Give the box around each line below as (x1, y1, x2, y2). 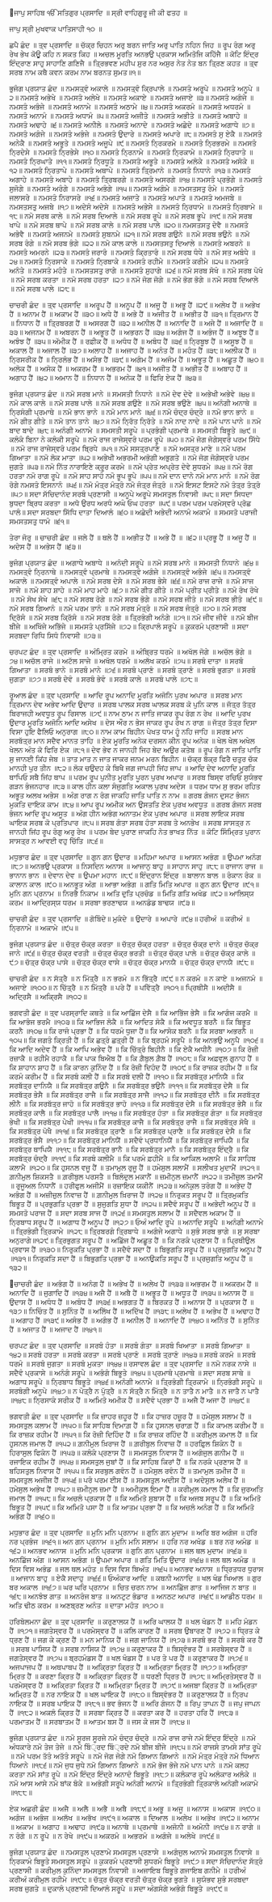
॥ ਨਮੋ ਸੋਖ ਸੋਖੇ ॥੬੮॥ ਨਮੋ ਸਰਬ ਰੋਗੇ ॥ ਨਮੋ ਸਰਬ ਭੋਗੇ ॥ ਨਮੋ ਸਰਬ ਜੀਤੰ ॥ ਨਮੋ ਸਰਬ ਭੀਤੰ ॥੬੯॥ (9, 595, 262, 604)
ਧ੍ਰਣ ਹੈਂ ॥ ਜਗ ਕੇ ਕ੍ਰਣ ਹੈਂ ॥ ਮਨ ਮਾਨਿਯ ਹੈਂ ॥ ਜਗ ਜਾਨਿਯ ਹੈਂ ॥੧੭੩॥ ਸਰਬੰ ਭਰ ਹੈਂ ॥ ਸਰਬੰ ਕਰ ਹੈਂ (9, 1635, 263, 1644)
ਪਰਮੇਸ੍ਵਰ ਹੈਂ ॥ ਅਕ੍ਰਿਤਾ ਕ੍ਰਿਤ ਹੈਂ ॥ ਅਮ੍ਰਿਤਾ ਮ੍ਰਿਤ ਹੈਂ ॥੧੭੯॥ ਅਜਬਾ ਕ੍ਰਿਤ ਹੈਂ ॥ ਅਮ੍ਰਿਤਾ (9, 1680, 257, 1690)
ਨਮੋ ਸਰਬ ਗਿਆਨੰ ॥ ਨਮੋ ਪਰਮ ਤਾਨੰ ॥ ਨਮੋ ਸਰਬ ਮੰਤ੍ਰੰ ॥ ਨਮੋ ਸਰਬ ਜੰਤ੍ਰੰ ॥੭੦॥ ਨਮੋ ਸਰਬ (9, 604, 247, 612)
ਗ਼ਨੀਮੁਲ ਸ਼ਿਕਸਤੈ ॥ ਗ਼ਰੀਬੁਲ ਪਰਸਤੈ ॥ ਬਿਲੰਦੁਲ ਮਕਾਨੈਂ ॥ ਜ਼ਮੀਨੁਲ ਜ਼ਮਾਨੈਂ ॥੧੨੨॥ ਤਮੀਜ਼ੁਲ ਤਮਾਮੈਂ (9, 1171, 263, 1181)
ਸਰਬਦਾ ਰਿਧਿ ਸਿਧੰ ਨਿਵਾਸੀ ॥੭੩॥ (9, 631, 102, 640)
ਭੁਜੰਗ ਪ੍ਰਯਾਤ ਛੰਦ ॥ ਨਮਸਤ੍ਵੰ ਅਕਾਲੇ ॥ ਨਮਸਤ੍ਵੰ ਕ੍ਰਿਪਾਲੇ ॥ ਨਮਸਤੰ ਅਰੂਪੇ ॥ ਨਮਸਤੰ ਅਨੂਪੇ (9, 83, 253, 93)
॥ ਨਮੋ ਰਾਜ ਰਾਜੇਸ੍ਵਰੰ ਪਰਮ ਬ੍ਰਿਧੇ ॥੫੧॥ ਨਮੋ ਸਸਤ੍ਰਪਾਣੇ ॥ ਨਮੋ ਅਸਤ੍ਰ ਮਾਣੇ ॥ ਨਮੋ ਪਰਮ (9, 443, 246, 453)
